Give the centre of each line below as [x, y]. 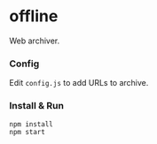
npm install [31, 124]
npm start [27, 132]
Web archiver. [35, 41]
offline [34, 16]
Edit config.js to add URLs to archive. [79, 83]
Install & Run [37, 106]
